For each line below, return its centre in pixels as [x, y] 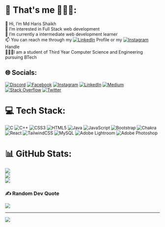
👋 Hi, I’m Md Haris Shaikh [31, 24]
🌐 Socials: [21, 73]
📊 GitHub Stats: [39, 153]
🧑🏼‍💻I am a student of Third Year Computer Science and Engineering [74, 52]
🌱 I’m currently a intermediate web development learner [61, 34]
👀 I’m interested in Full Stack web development [52, 29]
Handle [12, 47]
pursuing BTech [21, 57]
